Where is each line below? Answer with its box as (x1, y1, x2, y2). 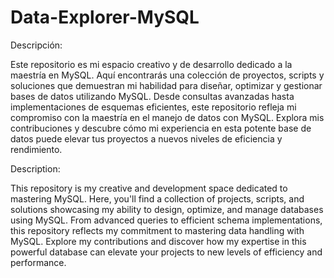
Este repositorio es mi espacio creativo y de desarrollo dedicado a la (10, 58, 293, 70)
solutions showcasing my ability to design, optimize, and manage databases (10, 203, 324, 215)
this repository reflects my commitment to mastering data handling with (10, 224, 305, 236)
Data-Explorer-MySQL (10, 6, 200, 29)
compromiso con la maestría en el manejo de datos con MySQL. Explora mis (10, 111, 325, 123)
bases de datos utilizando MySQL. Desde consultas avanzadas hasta (10, 90, 295, 102)
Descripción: (10, 39, 63, 51)
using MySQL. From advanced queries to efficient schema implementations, (10, 214, 323, 226)
